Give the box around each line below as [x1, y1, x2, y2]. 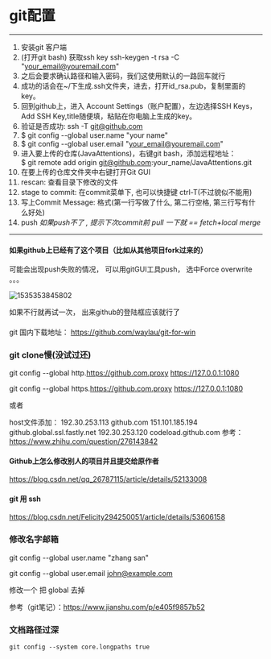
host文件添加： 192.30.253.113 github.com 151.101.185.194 [9, 417, 198, 427]
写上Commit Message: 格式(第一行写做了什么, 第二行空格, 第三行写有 [20, 197, 249, 207]
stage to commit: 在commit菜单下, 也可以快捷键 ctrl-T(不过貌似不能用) [20, 187, 253, 197]
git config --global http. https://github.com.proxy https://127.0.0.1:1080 [9, 368, 240, 378]
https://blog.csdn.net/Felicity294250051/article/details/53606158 [9, 512, 226, 522]
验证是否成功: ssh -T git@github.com [20, 121, 143, 131]
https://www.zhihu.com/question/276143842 [9, 437, 158, 446]
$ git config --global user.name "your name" [20, 130, 168, 140]
